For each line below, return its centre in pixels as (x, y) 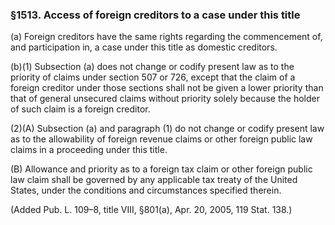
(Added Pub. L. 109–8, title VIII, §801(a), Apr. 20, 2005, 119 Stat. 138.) (151, 210)
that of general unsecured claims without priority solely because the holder (165, 99)
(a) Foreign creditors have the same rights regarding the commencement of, (166, 37)
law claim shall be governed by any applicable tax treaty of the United (154, 180)
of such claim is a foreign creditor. (80, 109)
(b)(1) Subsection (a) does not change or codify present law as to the (152, 67)
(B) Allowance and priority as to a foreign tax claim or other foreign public (161, 169)
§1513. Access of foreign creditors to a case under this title (155, 15)
